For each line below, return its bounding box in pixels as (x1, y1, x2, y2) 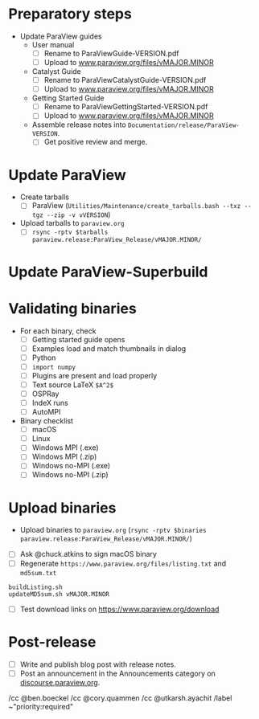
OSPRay (31, 389, 60, 398)
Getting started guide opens (31, 334, 125, 344)
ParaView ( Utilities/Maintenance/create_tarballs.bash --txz (31, 201, 241, 210)
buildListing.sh (8, 583, 63, 591)
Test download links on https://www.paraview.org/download (19, 604, 220, 614)
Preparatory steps (8, 5, 133, 23)
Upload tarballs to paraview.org (19, 219, 125, 228)
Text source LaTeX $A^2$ (31, 379, 114, 390)
